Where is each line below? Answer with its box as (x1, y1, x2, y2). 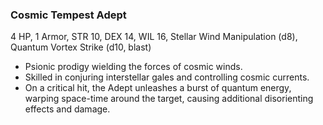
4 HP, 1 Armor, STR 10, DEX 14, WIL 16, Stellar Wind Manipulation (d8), (10, 31, 298, 43)
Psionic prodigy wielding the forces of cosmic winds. (24, 61, 243, 73)
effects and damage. (24, 103, 111, 115)
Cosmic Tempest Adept (10, 8, 127, 22)
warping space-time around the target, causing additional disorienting (24, 93, 314, 105)
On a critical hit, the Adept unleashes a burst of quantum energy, (24, 82, 292, 94)
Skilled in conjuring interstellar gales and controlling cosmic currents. (24, 71, 310, 83)
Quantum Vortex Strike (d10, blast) (10, 41, 152, 53)
